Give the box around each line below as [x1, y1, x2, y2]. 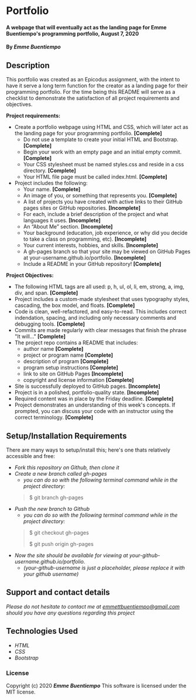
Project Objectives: [6, 272, 54, 279]
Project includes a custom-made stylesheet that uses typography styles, [14, 296, 190, 303]
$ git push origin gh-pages [29, 541, 94, 547]
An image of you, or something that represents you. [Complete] [23, 192, 177, 199]
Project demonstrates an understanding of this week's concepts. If [14, 401, 176, 408]
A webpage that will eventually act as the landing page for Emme [6, 23, 167, 30]
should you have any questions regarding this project [6, 609, 135, 616]
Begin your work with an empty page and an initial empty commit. [23, 148, 182, 156]
